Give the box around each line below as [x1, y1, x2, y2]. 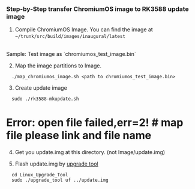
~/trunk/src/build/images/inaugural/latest [14, 34, 126, 40]
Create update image [14, 84, 67, 91]
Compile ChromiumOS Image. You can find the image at [14, 26, 153, 33]
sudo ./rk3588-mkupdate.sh [11, 96, 79, 102]
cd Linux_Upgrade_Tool [11, 172, 68, 178]
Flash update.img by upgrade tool [14, 160, 98, 167]
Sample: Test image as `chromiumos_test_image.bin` [6, 51, 136, 58]
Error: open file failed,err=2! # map [6, 116, 184, 129]
